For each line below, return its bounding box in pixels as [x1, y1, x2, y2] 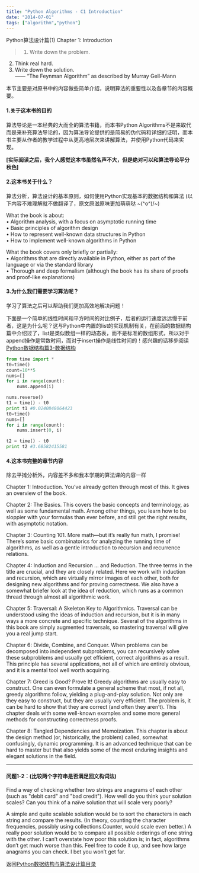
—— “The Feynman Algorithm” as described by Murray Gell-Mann [14, 72, 176, 80]
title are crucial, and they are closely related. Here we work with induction [6, 568, 186, 575]
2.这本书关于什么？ [6, 178, 53, 186]
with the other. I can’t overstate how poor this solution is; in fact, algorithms [6, 835, 190, 842]
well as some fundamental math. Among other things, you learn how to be [6, 507, 187, 514]
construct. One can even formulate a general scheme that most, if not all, [6, 685, 185, 692]
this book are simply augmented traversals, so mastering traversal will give [6, 623, 188, 631]
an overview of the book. [6, 490, 67, 497]
